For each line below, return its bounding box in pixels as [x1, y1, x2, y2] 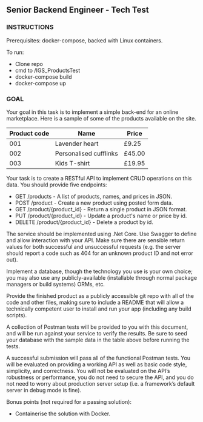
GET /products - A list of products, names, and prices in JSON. [15, 193, 173, 200]
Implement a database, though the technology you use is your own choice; [6, 268, 193, 275]
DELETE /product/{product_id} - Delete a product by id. [15, 218, 153, 226]
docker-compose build [15, 73, 72, 81]
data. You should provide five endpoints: [6, 181, 107, 188]
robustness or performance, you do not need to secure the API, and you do [6, 374, 194, 381]
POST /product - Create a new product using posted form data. [15, 199, 173, 206]
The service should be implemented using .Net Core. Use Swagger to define [6, 230, 197, 237]
